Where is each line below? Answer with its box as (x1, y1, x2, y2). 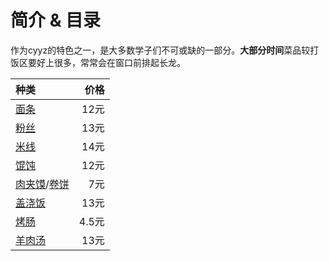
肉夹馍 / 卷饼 (15, 177, 70, 191)
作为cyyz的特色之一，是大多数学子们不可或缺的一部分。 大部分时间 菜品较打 (10, 44, 320, 56)
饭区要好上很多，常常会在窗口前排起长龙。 (10, 56, 186, 68)
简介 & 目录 (10, 9, 102, 32)
